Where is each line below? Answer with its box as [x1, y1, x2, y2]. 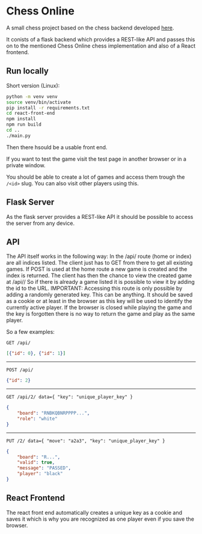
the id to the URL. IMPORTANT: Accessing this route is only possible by [6, 284, 183, 292]
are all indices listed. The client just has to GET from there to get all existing [6, 259, 193, 266]
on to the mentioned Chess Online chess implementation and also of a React [6, 42, 196, 49]
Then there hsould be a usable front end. [6, 143, 108, 151]
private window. [6, 161, 46, 169]
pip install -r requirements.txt [6, 105, 90, 111]
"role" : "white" [17, 416, 58, 422]
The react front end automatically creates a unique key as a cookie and [6, 509, 182, 516]
